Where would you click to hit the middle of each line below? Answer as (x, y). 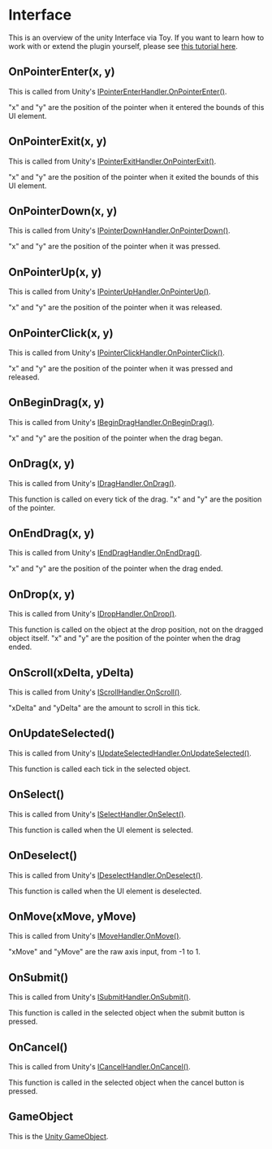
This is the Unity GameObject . (58, 1136)
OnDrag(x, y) (42, 464)
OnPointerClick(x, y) (61, 333)
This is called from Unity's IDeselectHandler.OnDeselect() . (106, 875)
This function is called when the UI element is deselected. (105, 891)
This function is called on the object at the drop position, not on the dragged (136, 629)
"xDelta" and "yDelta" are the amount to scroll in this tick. (104, 708)
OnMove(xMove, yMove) (72, 917)
